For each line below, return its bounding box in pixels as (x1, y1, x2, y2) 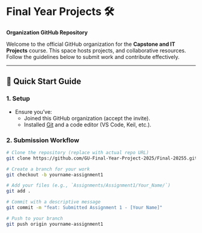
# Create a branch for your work (6, 166, 90, 172)
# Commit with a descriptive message (6, 199, 101, 205)
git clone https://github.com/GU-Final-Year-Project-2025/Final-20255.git (6, 155, 198, 161)
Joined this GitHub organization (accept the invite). (23, 114, 150, 122)
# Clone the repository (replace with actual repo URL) (6, 149, 149, 155)
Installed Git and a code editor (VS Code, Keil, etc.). (23, 121, 151, 128)
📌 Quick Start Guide (6, 76, 81, 87)
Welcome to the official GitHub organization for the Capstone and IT (6, 40, 176, 48)
